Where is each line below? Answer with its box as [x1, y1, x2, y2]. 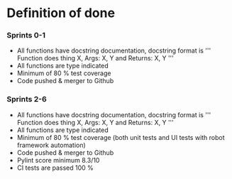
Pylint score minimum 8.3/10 [16, 156, 100, 164]
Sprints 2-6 [6, 94, 47, 104]
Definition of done [6, 5, 115, 21]
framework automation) [16, 141, 86, 149]
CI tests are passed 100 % [16, 163, 94, 172]
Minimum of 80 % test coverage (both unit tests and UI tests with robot [16, 133, 225, 141]
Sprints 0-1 [6, 31, 46, 40]
